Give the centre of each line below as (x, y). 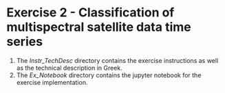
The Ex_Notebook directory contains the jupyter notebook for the (109, 75)
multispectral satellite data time (99, 27)
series (24, 42)
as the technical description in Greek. (69, 68)
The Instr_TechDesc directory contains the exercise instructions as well (117, 60)
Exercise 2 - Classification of (90, 13)
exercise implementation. (52, 82)
